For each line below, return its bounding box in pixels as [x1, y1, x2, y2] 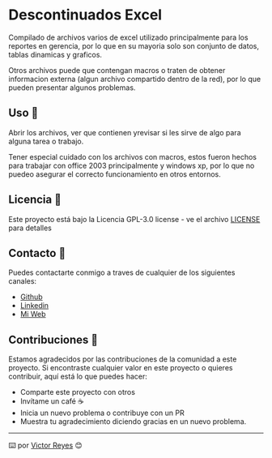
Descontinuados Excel [8, 6, 163, 24]
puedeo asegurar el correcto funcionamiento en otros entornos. [8, 169, 221, 179]
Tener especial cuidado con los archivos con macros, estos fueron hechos [8, 152, 257, 161]
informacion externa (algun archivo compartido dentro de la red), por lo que [8, 74, 261, 83]
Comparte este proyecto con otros [19, 387, 136, 397]
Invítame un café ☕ [19, 396, 85, 406]
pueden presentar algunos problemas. [8, 83, 136, 92]
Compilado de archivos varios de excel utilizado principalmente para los [8, 32, 249, 42]
